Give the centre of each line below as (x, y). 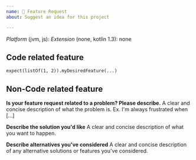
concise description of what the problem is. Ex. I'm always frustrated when (97, 109)
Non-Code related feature (55, 89)
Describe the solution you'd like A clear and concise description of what (95, 127)
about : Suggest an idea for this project (58, 17)
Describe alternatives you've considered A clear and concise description (97, 145)
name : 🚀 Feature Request (37, 11)
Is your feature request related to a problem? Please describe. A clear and (98, 103)
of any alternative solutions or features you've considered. (77, 151)
